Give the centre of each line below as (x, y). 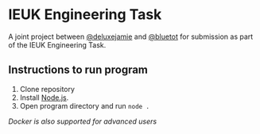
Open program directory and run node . (85, 105)
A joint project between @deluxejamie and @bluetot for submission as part (131, 36)
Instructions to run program (78, 70)
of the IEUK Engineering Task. (57, 44)
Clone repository (47, 89)
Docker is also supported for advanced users (83, 121)
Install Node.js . (44, 98)
